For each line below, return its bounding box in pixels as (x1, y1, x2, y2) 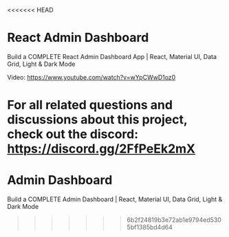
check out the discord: (7, 126, 139, 142)
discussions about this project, (7, 112, 188, 128)
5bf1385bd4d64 (127, 223, 173, 232)
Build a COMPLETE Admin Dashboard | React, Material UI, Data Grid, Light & (7, 195, 223, 203)
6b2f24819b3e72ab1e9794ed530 (127, 216, 222, 224)
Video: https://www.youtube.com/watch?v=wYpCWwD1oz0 (7, 73, 176, 81)
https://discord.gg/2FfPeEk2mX (7, 141, 196, 157)
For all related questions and (7, 98, 173, 113)
